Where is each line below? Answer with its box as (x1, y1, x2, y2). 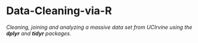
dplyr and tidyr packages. (6, 29, 72, 37)
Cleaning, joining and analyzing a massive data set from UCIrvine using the (6, 24, 193, 31)
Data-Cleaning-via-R (6, 4, 112, 18)
